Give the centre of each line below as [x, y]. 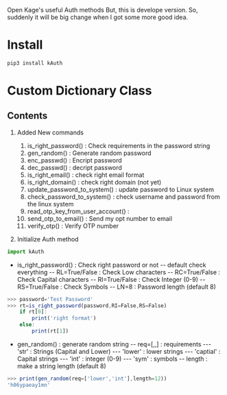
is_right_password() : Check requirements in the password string [119, 145]
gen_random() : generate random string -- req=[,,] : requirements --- [114, 344]
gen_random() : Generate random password [89, 153]
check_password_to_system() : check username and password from [124, 196]
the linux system [50, 204]
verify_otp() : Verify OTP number [73, 226]
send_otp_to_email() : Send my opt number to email [100, 218]
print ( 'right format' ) [64, 318]
